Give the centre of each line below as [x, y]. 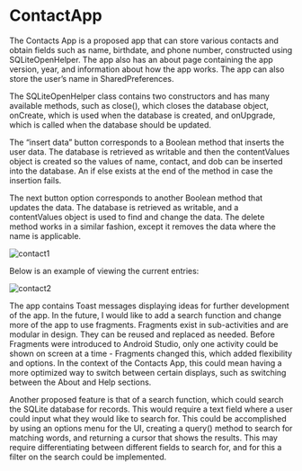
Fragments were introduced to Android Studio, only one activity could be [144, 343]
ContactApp [56, 16]
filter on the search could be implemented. [88, 457]
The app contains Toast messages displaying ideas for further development [149, 306]
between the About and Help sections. [80, 382]
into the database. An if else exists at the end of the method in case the [141, 171]
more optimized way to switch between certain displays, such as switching [148, 372]
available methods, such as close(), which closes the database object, [139, 105]
